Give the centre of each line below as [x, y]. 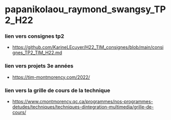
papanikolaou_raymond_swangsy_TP [85, 9]
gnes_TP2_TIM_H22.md [37, 53]
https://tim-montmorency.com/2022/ [51, 77]
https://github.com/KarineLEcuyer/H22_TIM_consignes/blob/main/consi [88, 47]
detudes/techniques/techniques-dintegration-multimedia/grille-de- [83, 107]
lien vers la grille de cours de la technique [58, 90]
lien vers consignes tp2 [35, 36]
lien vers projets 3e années [39, 66]
